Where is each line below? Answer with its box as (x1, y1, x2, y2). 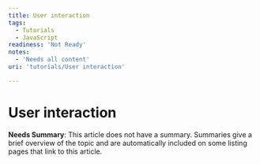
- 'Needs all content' (15, 56, 90, 64)
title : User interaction (8, 11, 90, 20)
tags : (8, 19, 26, 27)
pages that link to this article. (8, 147, 103, 156)
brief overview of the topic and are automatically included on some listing (8, 138, 247, 147)
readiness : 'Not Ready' (8, 41, 87, 49)
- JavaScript (15, 33, 58, 42)
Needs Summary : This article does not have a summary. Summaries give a (8, 129, 253, 139)
